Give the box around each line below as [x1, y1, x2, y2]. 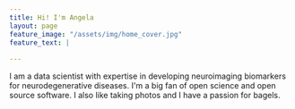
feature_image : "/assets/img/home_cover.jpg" [9, 29, 182, 38]
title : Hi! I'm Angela [9, 13, 94, 22]
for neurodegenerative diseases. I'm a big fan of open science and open [9, 80, 276, 91]
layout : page [9, 21, 58, 30]
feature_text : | [9, 38, 70, 47]
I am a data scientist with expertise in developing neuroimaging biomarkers [9, 71, 287, 81]
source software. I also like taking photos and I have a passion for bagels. [9, 90, 281, 101]
